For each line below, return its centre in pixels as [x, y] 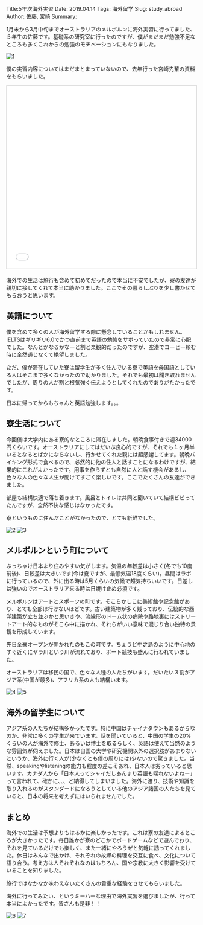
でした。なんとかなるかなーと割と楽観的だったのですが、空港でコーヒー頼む [101, 347]
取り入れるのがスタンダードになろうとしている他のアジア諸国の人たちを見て [101, 789]
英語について [30, 316]
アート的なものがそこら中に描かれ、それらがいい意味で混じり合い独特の [101, 624]
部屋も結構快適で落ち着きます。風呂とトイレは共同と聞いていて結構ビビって [101, 498]
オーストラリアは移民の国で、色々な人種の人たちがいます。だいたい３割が [98, 673]
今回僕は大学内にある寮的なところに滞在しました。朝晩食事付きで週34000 [99, 439]
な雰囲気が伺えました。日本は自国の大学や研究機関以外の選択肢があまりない [101, 751]
